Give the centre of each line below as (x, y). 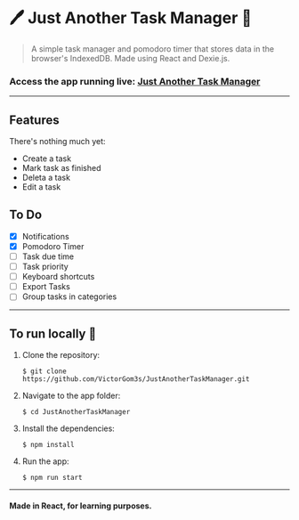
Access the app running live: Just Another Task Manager (135, 81)
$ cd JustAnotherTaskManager (76, 412)
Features (34, 120)
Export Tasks (46, 287)
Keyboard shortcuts (58, 277)
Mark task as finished (61, 168)
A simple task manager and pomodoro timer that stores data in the (152, 49)
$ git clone (44, 371)
